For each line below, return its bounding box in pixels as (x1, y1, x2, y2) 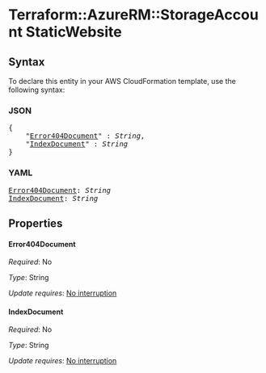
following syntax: (8, 85, 65, 94)
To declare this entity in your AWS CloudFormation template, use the (8, 77, 236, 86)
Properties (8, 216, 63, 230)
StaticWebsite (25, 23, 123, 41)
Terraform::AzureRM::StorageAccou (8, 6, 259, 24)
